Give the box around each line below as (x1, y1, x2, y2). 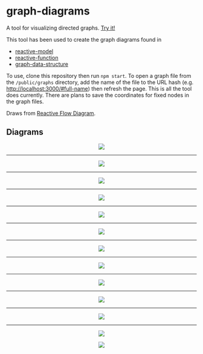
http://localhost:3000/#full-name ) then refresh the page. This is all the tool (6, 85, 192, 92)
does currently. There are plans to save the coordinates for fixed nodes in (6, 91, 189, 98)
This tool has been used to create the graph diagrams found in (6, 36, 162, 43)
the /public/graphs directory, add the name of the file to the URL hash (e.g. (6, 79, 194, 86)
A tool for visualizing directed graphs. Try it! (6, 24, 115, 31)
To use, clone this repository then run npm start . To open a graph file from (6, 72, 192, 79)
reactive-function (14, 54, 59, 61)
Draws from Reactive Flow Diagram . (6, 109, 96, 117)
